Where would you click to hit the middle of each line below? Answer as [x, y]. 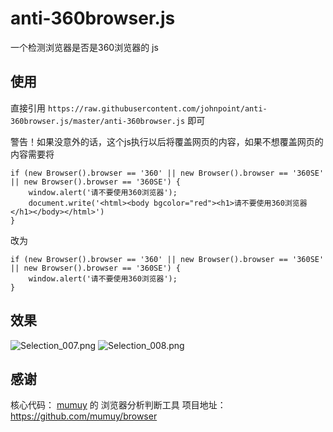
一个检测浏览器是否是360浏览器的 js [84, 47]
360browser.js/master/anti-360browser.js [98, 121]
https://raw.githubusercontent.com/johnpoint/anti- [157, 108]
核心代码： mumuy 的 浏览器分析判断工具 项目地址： [118, 405]
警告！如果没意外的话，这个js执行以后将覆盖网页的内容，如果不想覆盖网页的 [167, 141]
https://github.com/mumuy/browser [84, 416]
